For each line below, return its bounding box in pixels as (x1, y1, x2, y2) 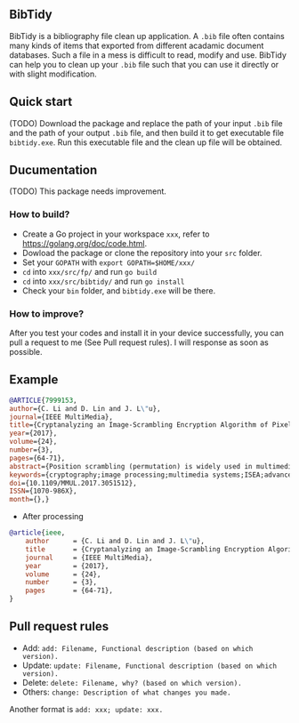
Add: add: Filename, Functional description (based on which (21, 642, 254, 653)
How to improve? (9, 307, 85, 319)
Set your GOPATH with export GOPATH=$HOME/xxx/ (21, 257, 196, 268)
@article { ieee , (9, 528, 66, 537)
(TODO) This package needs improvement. (9, 186, 167, 197)
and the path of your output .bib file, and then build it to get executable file (9, 127, 285, 138)
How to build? (9, 208, 70, 221)
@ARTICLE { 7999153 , (9, 396, 77, 405)
